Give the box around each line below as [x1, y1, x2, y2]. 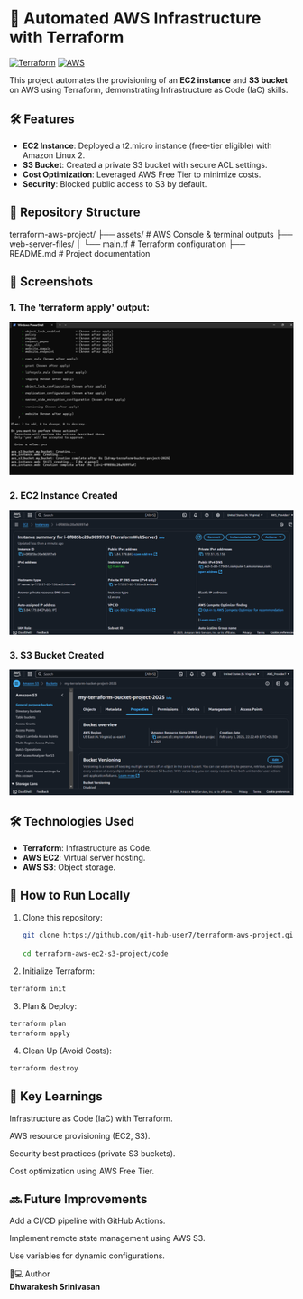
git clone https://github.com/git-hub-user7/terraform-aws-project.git [22, 930, 298, 939]
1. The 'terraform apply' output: [9, 301, 151, 313]
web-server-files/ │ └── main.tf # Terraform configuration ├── [9, 238, 246, 249]
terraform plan [9, 1020, 67, 1029]
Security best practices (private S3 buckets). [9, 1147, 176, 1159]
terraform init [9, 985, 67, 994]
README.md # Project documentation [9, 248, 151, 258]
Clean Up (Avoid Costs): [22, 1045, 113, 1056]
